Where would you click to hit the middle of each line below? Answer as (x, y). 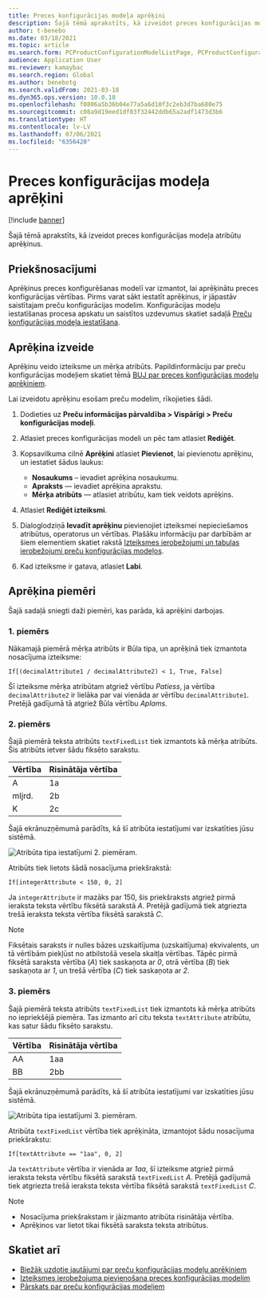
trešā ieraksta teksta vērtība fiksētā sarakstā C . (86, 915)
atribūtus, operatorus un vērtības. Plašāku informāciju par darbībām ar (136, 534)
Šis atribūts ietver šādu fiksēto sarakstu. (74, 750)
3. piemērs (30, 991)
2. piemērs (30, 724)
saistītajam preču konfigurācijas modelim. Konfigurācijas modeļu (114, 305)
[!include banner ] (37, 220)
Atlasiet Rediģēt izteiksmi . (63, 510)
